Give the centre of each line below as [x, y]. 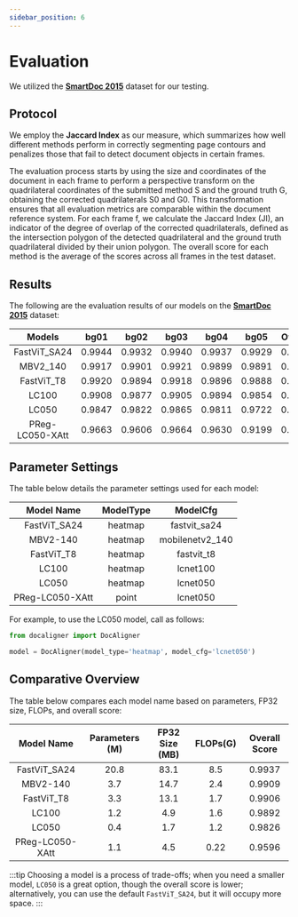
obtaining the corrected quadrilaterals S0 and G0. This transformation [137, 200]
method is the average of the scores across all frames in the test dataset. [143, 256]
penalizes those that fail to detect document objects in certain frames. [137, 154]
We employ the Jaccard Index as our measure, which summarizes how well [148, 135]
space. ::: [26, 903]
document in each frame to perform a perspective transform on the [132, 181]
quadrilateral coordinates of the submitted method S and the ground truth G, [149, 190]
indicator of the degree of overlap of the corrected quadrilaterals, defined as [149, 228]
